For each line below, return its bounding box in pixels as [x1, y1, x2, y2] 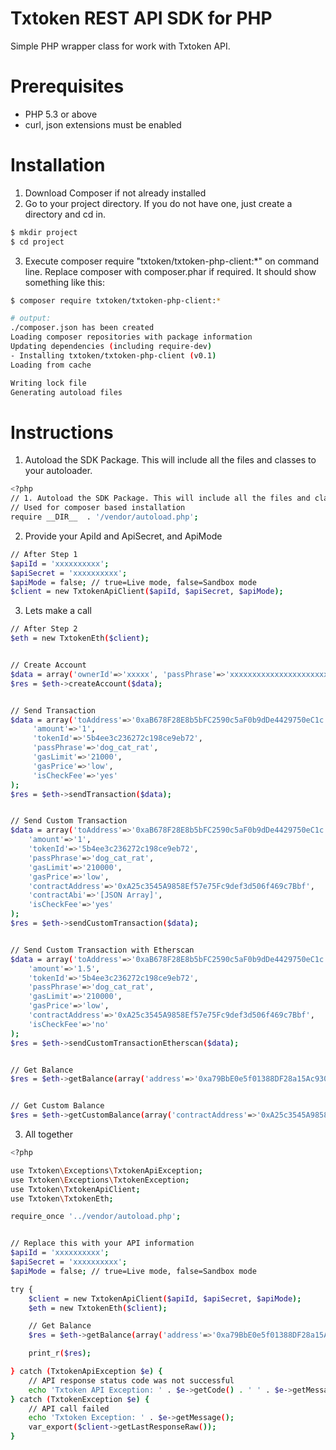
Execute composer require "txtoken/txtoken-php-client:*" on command [24, 255, 320, 267]
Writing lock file [10, 378, 87, 388]
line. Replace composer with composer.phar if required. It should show [24, 265, 317, 277]
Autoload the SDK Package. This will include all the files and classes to [24, 454, 317, 466]
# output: [10, 313, 52, 324]
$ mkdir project [10, 227, 78, 237]
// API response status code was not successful [28, 1375, 235, 1386]
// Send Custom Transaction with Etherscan [10, 945, 195, 955]
